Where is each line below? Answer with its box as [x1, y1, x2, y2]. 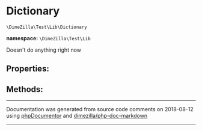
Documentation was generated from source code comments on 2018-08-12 [6, 106, 194, 113]
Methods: [6, 84, 43, 94]
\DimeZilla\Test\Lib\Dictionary [6, 24, 87, 30]
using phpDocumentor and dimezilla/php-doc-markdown [6, 112, 148, 120]
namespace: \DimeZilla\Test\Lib [6, 34, 91, 41]
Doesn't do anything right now [6, 46, 82, 53]
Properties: [6, 64, 49, 74]
